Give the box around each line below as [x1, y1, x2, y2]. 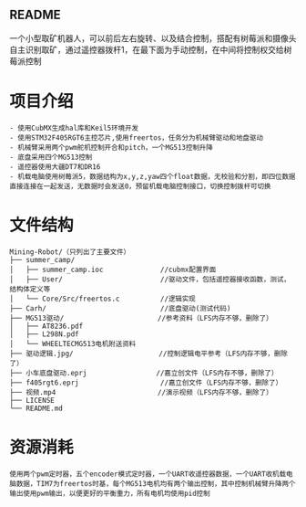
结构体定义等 [9, 284, 51, 293]
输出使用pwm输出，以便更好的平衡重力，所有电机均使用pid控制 [9, 489, 211, 498]
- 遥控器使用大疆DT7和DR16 [9, 162, 101, 172]
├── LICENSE [9, 396, 55, 405]
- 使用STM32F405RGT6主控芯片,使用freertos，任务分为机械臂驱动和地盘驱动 [9, 132, 264, 143]
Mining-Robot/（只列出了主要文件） [9, 247, 130, 257]
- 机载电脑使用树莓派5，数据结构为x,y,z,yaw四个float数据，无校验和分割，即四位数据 [9, 172, 296, 181]
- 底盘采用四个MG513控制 [9, 153, 93, 162]
